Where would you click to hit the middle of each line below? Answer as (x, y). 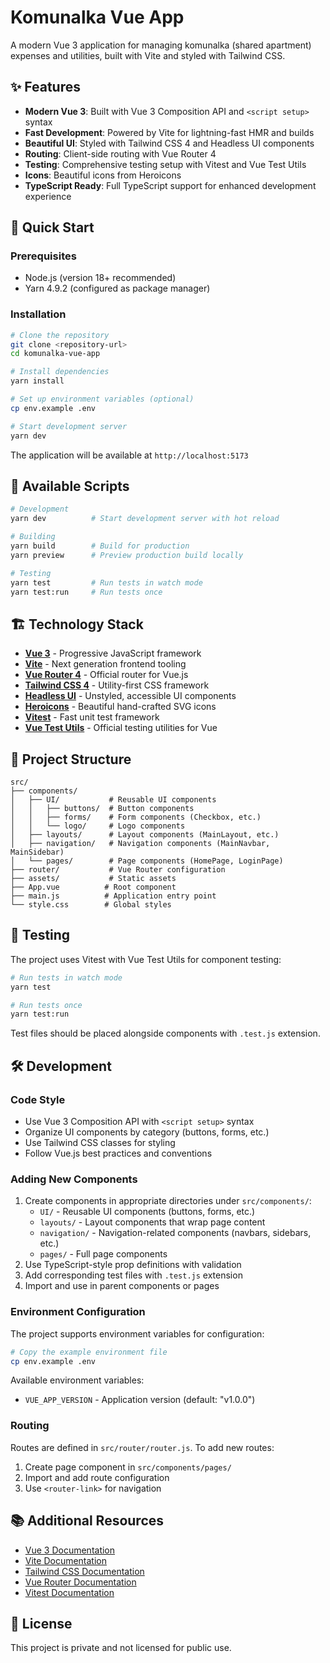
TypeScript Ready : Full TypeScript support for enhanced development (170, 185)
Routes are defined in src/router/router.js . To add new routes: (142, 1447)
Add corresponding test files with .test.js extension (133, 1275)
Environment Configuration (78, 1312)
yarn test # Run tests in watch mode (106, 582)
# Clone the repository (60, 335)
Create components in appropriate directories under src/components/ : (168, 1201)
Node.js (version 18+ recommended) (100, 278)
